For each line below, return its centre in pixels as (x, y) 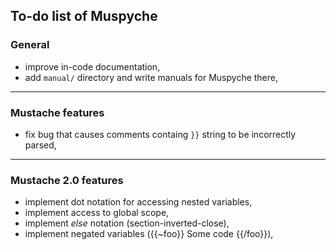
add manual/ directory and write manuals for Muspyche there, (151, 77)
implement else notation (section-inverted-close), (127, 223)
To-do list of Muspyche (84, 16)
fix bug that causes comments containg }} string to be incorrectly (160, 134)
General (30, 45)
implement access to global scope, (97, 213)
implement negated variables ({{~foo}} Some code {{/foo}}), (149, 234)
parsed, (40, 145)
